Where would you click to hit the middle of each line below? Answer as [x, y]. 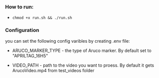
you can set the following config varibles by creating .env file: [68, 41]
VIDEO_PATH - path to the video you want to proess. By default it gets [83, 65]
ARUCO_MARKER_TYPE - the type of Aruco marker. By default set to [82, 51]
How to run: [19, 7]
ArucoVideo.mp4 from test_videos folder [53, 70]
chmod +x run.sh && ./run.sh [42, 18]
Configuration [22, 30]
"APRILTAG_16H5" [30, 55]
